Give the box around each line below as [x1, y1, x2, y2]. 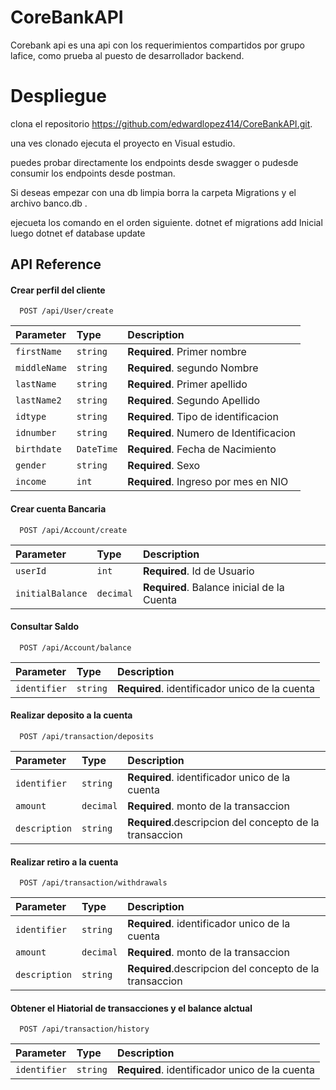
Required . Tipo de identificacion [127, 410, 279, 424]
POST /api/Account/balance [19, 642, 132, 653]
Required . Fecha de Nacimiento [127, 442, 277, 456]
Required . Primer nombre [127, 345, 247, 359]
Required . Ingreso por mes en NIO [127, 475, 289, 489]
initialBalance [15, 587, 88, 599]
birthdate [15, 444, 62, 455]
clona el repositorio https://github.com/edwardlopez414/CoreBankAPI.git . [10, 117, 313, 130]
